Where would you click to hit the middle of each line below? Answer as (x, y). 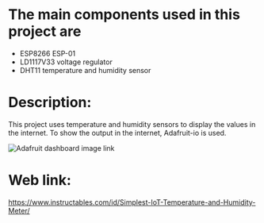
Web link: (40, 181)
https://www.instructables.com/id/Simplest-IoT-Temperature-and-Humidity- (132, 202)
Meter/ (19, 210)
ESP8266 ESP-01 (48, 53)
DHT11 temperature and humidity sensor (85, 70)
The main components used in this (124, 15)
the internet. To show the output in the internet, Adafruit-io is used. (117, 133)
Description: (50, 103)
